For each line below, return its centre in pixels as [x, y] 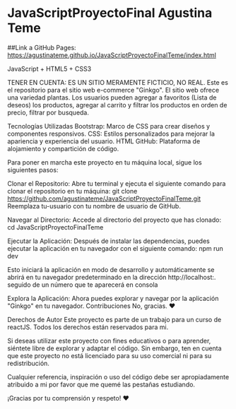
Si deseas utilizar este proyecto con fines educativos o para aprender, [109, 340]
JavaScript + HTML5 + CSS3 [49, 69]
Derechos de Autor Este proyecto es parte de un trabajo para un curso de [114, 319]
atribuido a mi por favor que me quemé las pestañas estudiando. [101, 384]
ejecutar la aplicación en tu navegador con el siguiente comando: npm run [116, 248]
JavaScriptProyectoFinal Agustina [110, 13]
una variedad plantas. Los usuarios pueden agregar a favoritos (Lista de [112, 97]
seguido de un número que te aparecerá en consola [83, 285]
